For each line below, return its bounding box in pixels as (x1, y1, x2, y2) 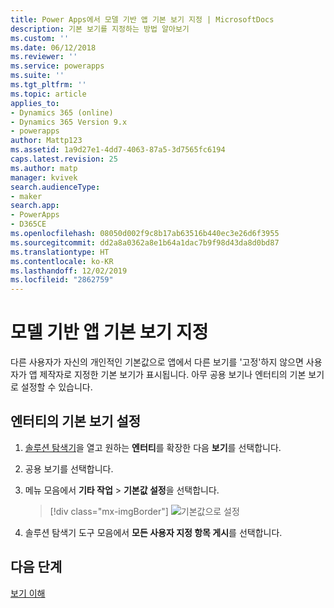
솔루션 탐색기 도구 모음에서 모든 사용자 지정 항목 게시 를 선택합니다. (24, 526, 283, 538)
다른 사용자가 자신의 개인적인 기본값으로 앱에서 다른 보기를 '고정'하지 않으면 (10, 356, 304, 368)
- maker (10, 191, 43, 201)
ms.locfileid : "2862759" (10, 275, 114, 285)
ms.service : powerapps (10, 61, 105, 71)
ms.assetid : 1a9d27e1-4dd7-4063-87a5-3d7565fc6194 (10, 145, 226, 155)
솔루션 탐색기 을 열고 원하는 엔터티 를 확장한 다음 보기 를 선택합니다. (24, 441, 282, 453)
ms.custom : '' (10, 33, 70, 43)
